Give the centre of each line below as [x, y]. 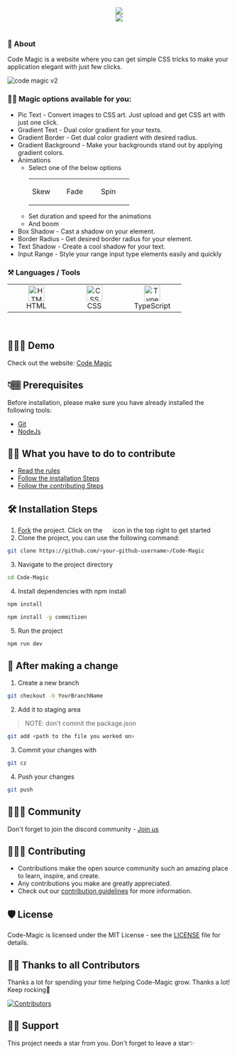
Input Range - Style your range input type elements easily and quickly [120, 254]
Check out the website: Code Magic [60, 363]
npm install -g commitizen [47, 617]
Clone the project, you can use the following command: [98, 538]
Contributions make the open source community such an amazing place [123, 868]
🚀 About [22, 43]
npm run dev [25, 643]
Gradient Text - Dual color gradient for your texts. [90, 130]
